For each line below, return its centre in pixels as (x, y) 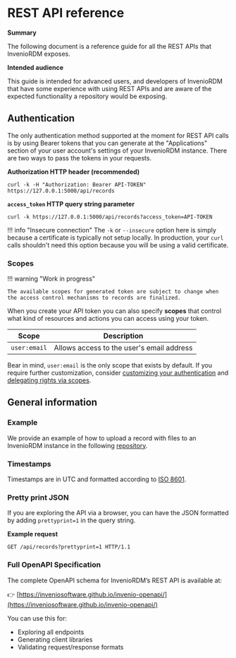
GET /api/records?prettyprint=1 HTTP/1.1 (69, 547)
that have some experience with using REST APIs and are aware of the (110, 88)
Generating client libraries (55, 639)
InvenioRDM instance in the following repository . (77, 445)
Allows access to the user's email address (123, 348)
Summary (22, 33)
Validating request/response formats (70, 647)
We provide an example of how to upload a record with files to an (102, 438)
